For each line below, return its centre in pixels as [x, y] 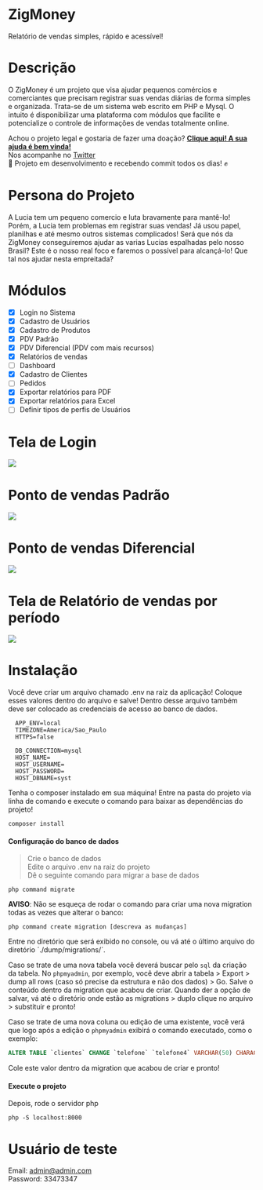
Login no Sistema [47, 312]
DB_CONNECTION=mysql [49, 751]
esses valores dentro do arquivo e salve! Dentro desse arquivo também [123, 701]
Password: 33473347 [43, 1179]
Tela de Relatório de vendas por [113, 601]
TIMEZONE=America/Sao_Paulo [61, 730]
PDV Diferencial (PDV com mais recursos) [87, 348]
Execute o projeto [37, 1086]
